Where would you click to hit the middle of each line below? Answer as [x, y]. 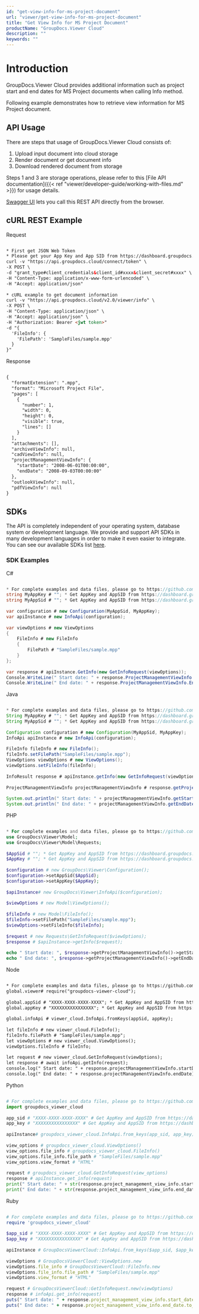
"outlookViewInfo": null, [44, 482]
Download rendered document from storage [68, 166]
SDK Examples [28, 560]
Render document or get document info [63, 160]
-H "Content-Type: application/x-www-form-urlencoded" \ [78, 278]
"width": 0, [36, 411]
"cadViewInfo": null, [38, 454]
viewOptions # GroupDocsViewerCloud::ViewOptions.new [74, 1261]
